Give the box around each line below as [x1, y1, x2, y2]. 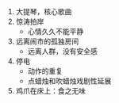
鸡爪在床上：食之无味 [15, 86, 86, 95]
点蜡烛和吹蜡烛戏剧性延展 [27, 76, 112, 86]
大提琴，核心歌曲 [15, 7, 72, 16]
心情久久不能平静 [27, 27, 84, 36]
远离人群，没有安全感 [27, 47, 98, 55]
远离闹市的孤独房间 [15, 36, 79, 46]
